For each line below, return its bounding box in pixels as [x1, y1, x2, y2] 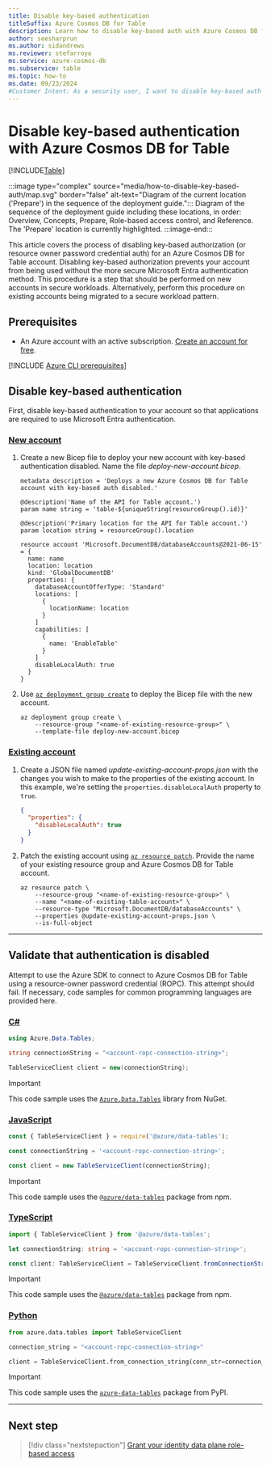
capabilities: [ [35, 626, 90, 634]
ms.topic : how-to [8, 72, 67, 80]
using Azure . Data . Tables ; [8, 1034, 95, 1043]
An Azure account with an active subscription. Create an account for [19, 336, 248, 346]
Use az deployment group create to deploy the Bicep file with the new [19, 689, 252, 699]
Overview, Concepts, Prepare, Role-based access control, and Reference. [8, 216, 254, 226]
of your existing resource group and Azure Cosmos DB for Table [19, 859, 234, 869]
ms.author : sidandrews [8, 42, 85, 50]
